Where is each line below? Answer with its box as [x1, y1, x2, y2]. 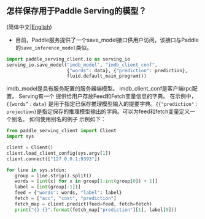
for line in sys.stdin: [6, 167, 68, 173]
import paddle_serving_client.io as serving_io [6, 56, 131, 62]
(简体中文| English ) [6, 23, 52, 31]
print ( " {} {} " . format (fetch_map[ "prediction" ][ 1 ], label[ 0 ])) [14, 207, 177, 213]
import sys [6, 133, 34, 139]
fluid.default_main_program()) [66, 73, 147, 80]
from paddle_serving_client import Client [6, 128, 117, 134]
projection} [6, 109, 37, 115]
